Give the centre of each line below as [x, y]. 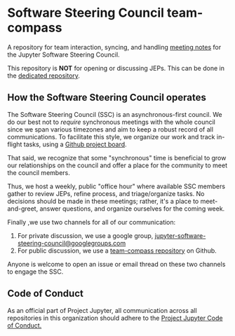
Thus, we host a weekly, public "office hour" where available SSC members [116, 186]
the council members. [39, 172]
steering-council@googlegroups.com [72, 243]
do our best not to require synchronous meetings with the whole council [112, 122]
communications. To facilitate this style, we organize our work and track [111, 136]
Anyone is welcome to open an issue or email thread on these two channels [116, 264]
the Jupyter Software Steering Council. [64, 55]
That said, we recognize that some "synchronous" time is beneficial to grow [117, 157]
